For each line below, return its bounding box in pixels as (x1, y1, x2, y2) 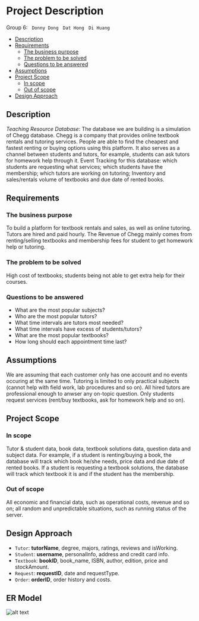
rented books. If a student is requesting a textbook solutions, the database (6, 464, 188, 471)
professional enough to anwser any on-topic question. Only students (6, 390, 174, 397)
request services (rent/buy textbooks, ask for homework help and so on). (6, 396, 185, 403)
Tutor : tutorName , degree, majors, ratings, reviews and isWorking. (14, 544, 178, 551)
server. (6, 511, 24, 518)
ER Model (6, 593, 42, 603)
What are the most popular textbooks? (14, 332, 109, 339)
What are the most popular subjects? (14, 306, 105, 313)
